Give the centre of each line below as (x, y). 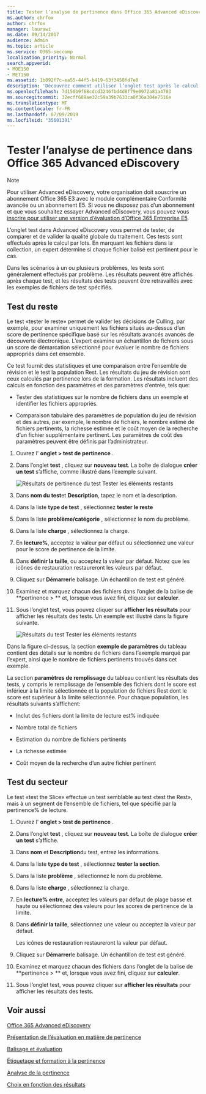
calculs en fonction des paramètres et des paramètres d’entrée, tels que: (98, 385)
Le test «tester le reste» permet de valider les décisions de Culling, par (96, 321)
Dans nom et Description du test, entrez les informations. (88, 852)
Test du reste (32, 307)
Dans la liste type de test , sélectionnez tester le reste (84, 507)
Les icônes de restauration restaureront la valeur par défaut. (91, 942)
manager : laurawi (29, 29)
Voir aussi (26, 1010)
